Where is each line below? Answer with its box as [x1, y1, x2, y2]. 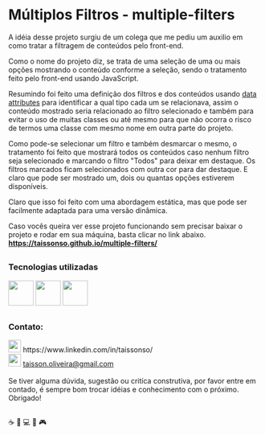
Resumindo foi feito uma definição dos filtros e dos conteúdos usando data [8, 88, 257, 98]
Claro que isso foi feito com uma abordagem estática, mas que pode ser [8, 197, 247, 207]
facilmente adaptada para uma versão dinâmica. [8, 205, 168, 215]
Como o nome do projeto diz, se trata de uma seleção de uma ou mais [8, 56, 241, 66]
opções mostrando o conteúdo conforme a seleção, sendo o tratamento [8, 64, 247, 74]
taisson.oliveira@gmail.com [22, 359, 114, 369]
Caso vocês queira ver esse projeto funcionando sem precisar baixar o [8, 221, 243, 231]
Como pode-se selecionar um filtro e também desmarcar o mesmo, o [8, 138, 238, 148]
